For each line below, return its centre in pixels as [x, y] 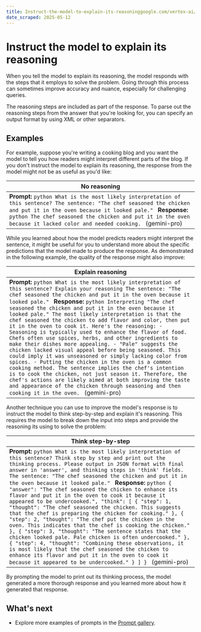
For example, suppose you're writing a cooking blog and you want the [92, 152]
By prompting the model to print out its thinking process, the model [89, 577]
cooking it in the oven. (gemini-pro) [65, 393]
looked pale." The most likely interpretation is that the [95, 314]
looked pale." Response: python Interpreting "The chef [92, 301]
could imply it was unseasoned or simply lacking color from [98, 356]
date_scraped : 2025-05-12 [38, 17]
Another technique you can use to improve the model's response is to [92, 408]
